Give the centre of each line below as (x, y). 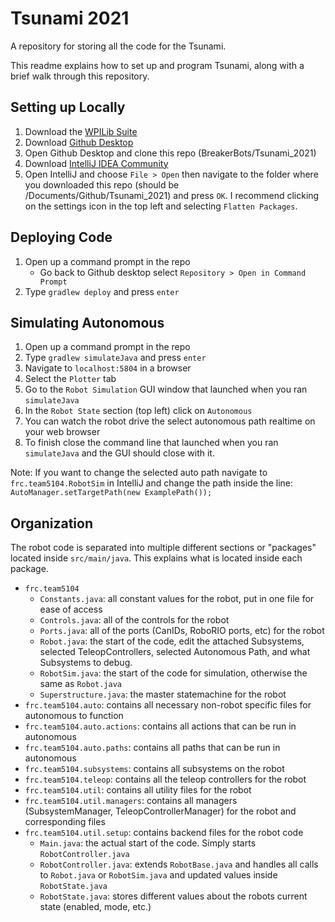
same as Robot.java (80, 684)
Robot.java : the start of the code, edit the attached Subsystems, (172, 641)
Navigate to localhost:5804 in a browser (108, 368)
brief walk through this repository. (80, 76)
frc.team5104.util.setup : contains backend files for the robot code (164, 833)
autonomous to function (74, 716)
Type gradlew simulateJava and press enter (115, 358)
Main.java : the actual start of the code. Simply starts (148, 843)
